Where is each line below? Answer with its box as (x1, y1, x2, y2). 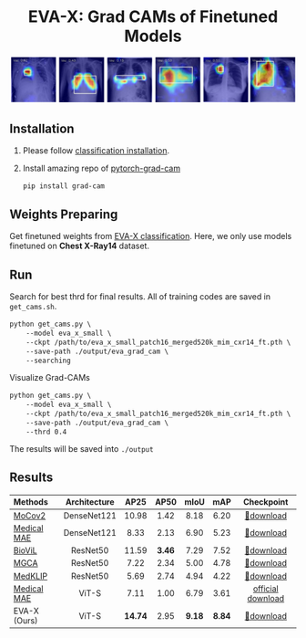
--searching (25, 356, 71, 366)
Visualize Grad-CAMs (9, 372, 91, 383)
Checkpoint (242, 497, 289, 507)
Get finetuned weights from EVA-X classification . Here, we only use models (9, 231, 292, 242)
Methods (13, 497, 48, 507)
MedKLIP (13, 570, 48, 581)
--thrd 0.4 (25, 427, 67, 437)
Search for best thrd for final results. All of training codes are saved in (9, 291, 271, 302)
